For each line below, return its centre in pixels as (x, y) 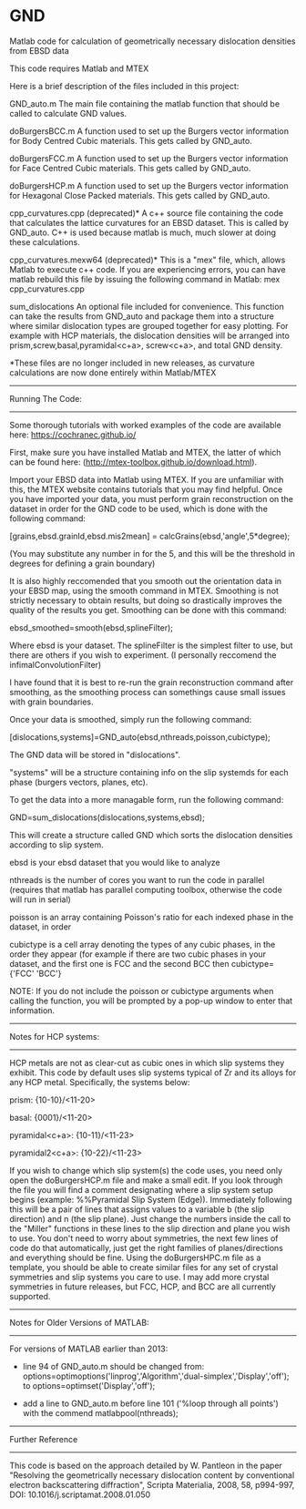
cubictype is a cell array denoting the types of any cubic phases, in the (143, 944)
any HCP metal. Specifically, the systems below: (100, 1082)
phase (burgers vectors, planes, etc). (79, 782)
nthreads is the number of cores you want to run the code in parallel (137, 879)
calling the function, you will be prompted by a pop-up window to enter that (151, 1001)
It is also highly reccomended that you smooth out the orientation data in (146, 580)
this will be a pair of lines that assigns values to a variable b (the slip (137, 1209)
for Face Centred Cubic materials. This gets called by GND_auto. (130, 168)
